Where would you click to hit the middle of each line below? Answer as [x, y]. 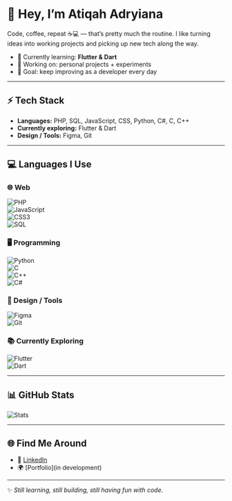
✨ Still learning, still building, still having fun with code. [85, 490]
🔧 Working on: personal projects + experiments [84, 64]
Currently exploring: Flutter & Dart [67, 128]
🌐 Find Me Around [47, 443]
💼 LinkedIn [32, 460]
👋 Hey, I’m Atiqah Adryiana [85, 14]
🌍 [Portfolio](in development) [59, 467]
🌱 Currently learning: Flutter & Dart [67, 57]
